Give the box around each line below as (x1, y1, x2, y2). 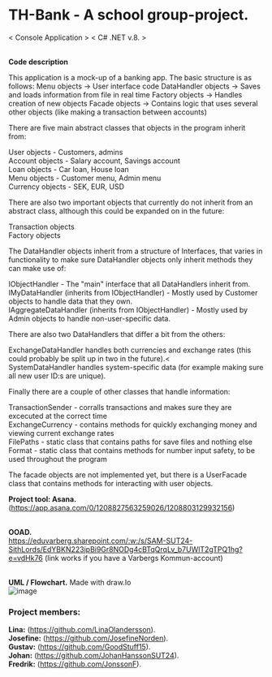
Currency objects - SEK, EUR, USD (8, 181, 124, 192)
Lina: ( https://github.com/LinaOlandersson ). (8, 625, 156, 635)
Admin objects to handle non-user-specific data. (8, 313, 171, 323)
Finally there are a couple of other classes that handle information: (8, 386, 231, 396)
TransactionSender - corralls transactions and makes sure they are (8, 402, 232, 412)
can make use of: (8, 263, 67, 273)
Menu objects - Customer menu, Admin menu (8, 173, 162, 183)
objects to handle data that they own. (8, 296, 133, 306)
